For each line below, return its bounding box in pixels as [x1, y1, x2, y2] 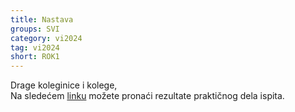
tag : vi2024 [10, 42, 60, 53]
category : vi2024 [10, 33, 83, 43]
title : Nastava [10, 14, 74, 25]
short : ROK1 [10, 52, 60, 62]
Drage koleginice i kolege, [10, 79, 118, 91]
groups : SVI [10, 24, 60, 34]
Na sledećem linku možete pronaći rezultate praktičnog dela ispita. [10, 90, 285, 102]
